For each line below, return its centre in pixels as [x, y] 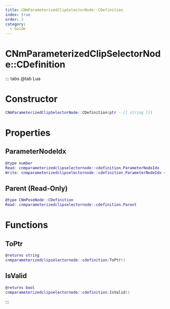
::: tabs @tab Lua [23, 79]
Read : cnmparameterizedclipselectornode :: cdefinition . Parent [71, 205]
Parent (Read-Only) [36, 188]
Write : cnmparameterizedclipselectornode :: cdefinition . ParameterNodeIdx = [86, 173]
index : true [18, 15]
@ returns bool [20, 287]
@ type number [19, 163]
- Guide [18, 29]
